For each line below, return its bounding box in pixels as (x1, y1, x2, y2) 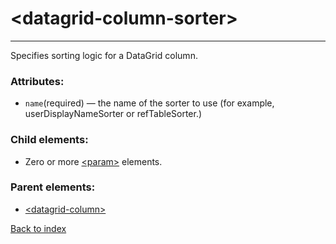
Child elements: (10, 133, 89, 147)
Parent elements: (10, 180, 96, 194)
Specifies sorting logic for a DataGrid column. (10, 49, 198, 61)
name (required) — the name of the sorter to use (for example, (24, 97, 275, 109)
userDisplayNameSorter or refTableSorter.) (24, 108, 203, 120)
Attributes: (10, 74, 65, 88)
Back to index (10, 222, 67, 234)
